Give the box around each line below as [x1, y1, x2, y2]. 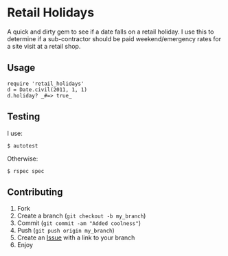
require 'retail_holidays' [7, 80, 84, 87]
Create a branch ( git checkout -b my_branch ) [16, 211, 146, 220]
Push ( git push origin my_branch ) [16, 226, 115, 235]
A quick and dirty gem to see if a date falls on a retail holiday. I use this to [7, 27, 214, 36]
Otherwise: [7, 154, 38, 163]
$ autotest [7, 142, 38, 149]
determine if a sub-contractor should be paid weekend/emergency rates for [7, 34, 222, 43]
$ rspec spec [7, 167, 45, 174]
